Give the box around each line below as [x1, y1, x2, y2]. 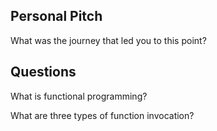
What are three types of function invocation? [10, 109, 195, 121]
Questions [10, 64, 77, 81]
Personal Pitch [10, 8, 103, 25]
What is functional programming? [10, 90, 148, 102]
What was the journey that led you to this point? [10, 34, 207, 46]
